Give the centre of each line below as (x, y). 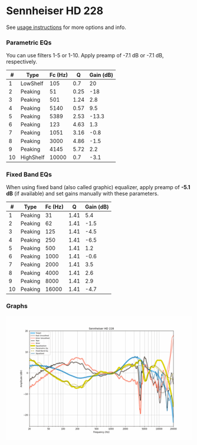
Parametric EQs (29, 43)
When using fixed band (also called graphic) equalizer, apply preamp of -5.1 (98, 187)
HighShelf (32, 157)
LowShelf (32, 83)
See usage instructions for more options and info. (66, 27)
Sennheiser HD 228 (55, 11)
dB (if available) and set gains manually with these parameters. (83, 194)
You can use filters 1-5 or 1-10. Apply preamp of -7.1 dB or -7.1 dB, (85, 56)
